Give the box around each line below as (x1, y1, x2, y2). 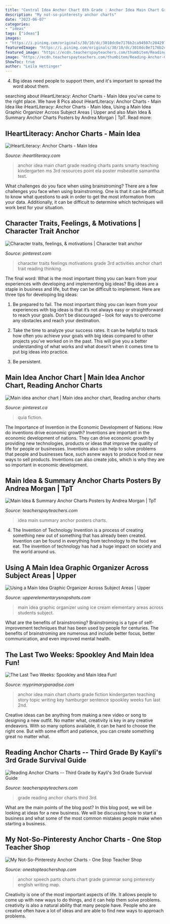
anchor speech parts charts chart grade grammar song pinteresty (17, 876, 155, 882)
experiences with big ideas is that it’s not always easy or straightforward (12, 306, 163, 313)
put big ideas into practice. (12, 349, 69, 355)
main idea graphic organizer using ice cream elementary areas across (17, 604, 163, 610)
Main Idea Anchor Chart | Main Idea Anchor (5, 373, 145, 382)
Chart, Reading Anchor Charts (5, 381, 103, 390)
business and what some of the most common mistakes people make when (5, 815, 162, 821)
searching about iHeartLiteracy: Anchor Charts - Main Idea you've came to (5, 93, 161, 99)
